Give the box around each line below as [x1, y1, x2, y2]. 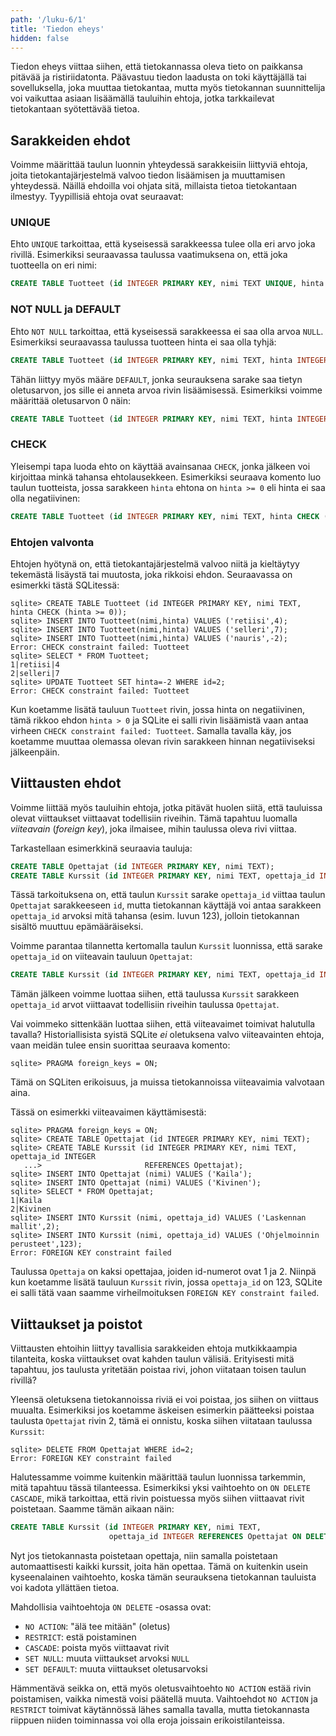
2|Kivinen [10, 1204, 52, 1215]
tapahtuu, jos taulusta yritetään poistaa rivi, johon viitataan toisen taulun [10, 1364, 307, 1376]
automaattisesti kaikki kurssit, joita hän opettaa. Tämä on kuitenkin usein [10, 1560, 308, 1572]
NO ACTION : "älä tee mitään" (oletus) [24, 1620, 171, 1632]
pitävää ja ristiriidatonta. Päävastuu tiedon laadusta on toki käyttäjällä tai [10, 71, 307, 83]
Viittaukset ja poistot [10, 1316, 143, 1333]
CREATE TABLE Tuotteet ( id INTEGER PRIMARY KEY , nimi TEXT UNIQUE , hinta [10, 279, 325, 289]
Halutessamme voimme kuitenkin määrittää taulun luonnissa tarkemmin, [10, 1471, 306, 1483]
